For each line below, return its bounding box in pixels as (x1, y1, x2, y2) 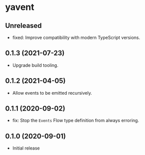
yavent (5, 1, 35, 13)
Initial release (12, 145, 40, 151)
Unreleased (5, 21, 42, 30)
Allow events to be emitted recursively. (12, 90, 92, 96)
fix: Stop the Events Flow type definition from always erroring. (12, 118, 140, 124)
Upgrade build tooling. (12, 62, 59, 68)
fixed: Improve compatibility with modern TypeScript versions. (12, 34, 141, 40)
